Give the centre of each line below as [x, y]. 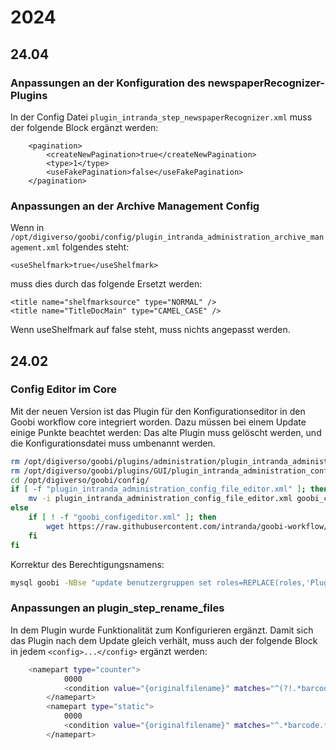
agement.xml [35, 248]
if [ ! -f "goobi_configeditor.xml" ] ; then [122, 517]
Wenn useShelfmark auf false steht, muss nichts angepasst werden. [150, 330]
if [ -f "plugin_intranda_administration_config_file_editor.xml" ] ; [158, 489]
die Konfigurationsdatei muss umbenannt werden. [113, 443]
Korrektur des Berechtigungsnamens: [87, 564]
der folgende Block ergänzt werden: [84, 127]
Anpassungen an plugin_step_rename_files [117, 608]
